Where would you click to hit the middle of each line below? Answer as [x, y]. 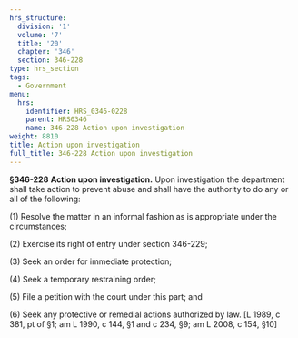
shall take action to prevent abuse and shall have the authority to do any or [149, 189]
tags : [20, 77]
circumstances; [38, 226]
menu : [20, 94]
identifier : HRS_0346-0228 [77, 111]
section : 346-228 [50, 60]
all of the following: [45, 199]
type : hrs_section [44, 69]
